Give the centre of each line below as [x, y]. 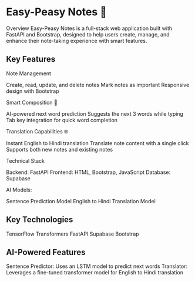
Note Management [29, 73]
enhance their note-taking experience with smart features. [77, 41]
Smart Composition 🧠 [32, 102]
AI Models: [19, 190]
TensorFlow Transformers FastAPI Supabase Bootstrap [73, 234]
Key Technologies [40, 220]
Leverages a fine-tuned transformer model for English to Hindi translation [95, 273]
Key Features [31, 59]
